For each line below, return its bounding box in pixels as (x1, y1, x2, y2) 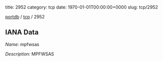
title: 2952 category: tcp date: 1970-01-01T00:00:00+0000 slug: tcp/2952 (5, 4, 158, 10)
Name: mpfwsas (5, 41, 39, 47)
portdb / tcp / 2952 (5, 14, 45, 19)
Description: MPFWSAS (5, 51, 54, 57)
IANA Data (5, 28, 39, 37)
